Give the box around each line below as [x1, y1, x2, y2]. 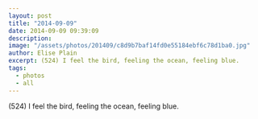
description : [8, 34, 52, 43]
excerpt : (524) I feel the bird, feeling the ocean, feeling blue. [8, 57, 240, 65]
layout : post [8, 11, 52, 20]
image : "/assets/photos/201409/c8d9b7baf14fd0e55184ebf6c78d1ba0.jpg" [8, 42, 251, 50]
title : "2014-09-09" [8, 19, 78, 27]
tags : [8, 64, 27, 72]
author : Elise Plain [8, 49, 78, 57]
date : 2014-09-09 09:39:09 [8, 27, 99, 35]
